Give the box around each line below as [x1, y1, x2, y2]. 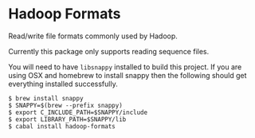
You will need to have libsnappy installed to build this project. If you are [8, 61, 242, 72]
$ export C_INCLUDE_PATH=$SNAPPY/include [8, 108, 148, 116]
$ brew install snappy [8, 94, 84, 102]
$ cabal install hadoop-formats [8, 122, 116, 130]
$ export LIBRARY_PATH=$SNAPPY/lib [8, 115, 127, 124]
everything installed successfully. [8, 79, 118, 89]
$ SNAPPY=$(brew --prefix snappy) [8, 101, 124, 109]
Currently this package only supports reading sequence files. [8, 46, 210, 56]
